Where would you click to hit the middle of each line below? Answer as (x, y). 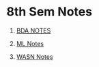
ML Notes (30, 43)
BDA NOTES (33, 30)
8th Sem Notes (49, 12)
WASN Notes (34, 57)
